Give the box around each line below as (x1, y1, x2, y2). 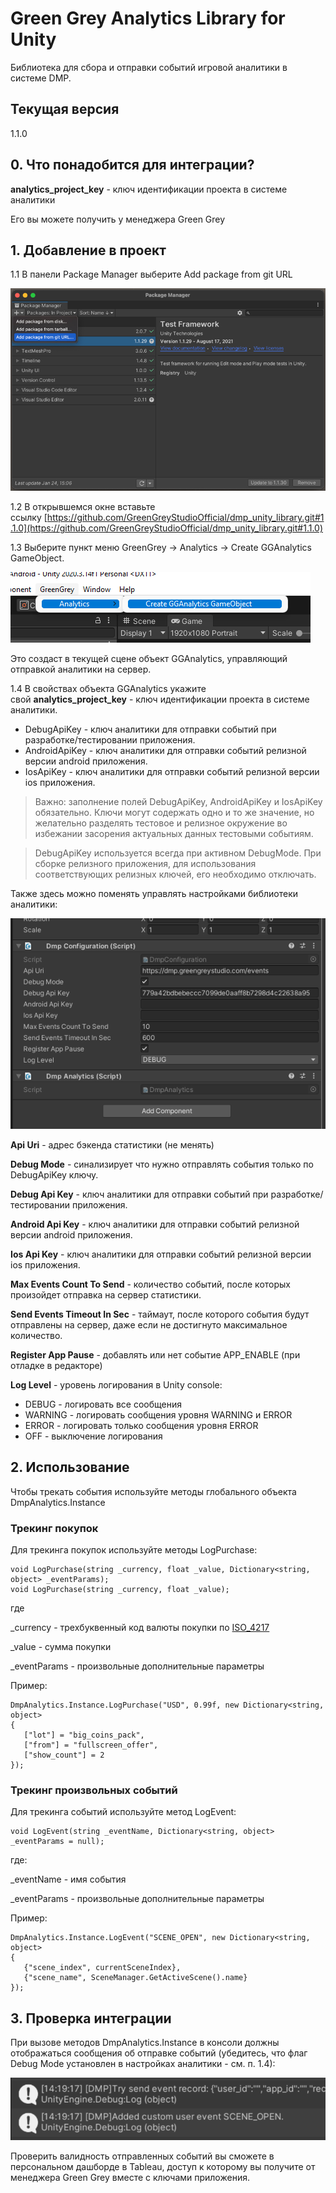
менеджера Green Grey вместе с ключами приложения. (10, 2172, 250, 2184)
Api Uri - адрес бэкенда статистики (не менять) (10, 1139, 215, 1151)
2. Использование (10, 1459, 130, 1476)
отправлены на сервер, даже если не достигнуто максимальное (10, 1319, 288, 1331)
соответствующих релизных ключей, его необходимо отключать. (34, 868, 317, 881)
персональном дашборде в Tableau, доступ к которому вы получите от (10, 2161, 316, 2173)
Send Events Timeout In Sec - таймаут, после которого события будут (10, 1308, 310, 1321)
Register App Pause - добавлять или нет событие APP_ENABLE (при (10, 1349, 301, 1361)
